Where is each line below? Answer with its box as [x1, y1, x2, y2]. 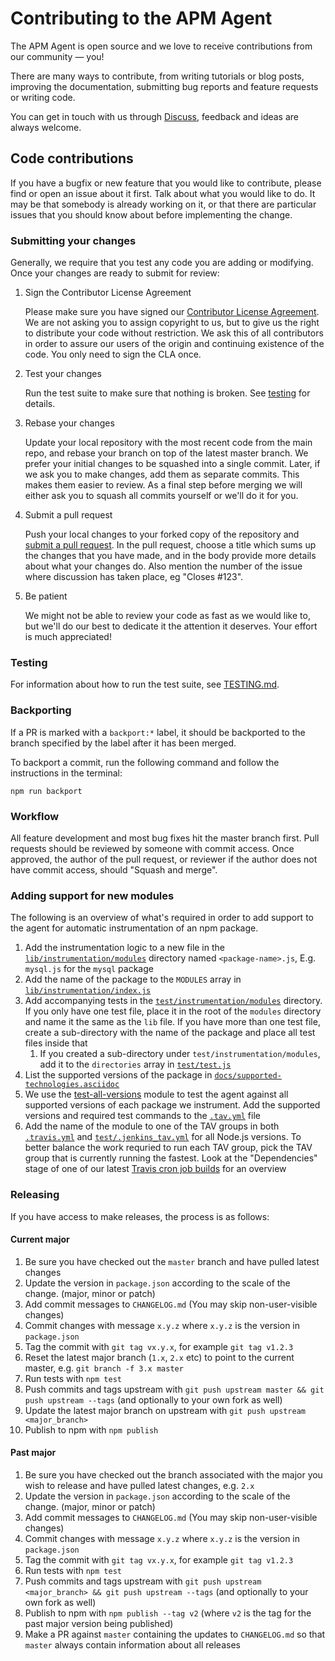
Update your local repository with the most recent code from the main [24, 437, 313, 449]
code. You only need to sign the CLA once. [24, 348, 202, 361]
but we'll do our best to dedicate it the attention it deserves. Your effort [24, 620, 318, 632]
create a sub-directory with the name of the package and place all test [24, 1027, 316, 1039]
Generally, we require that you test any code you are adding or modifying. [10, 257, 314, 269]
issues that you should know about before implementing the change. [10, 208, 293, 221]
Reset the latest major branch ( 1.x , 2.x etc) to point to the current [24, 1351, 295, 1363]
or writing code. [10, 91, 76, 103]
